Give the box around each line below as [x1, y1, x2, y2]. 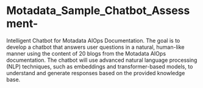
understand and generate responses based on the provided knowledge [6, 69, 185, 76]
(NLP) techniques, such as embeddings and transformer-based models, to [6, 62, 193, 70]
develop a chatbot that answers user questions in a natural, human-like [6, 43, 185, 51]
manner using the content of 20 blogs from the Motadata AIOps [6, 50, 166, 57]
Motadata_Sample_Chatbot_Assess [6, 4, 190, 18]
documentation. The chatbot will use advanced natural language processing [6, 56, 198, 64]
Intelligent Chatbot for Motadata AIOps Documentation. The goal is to [6, 37, 180, 44]
